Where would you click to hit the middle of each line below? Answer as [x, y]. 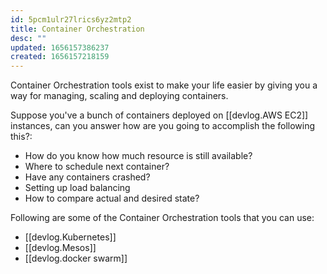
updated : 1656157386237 [60, 47]
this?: [21, 137]
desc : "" [28, 38]
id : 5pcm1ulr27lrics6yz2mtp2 [71, 19]
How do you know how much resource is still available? [138, 156]
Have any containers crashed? [87, 177]
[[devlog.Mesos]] [60, 248]
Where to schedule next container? [97, 167]
